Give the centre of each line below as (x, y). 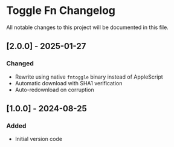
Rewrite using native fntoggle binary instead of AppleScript (89, 77)
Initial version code (38, 139)
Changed (20, 64)
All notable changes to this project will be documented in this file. (88, 27)
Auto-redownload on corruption (55, 90)
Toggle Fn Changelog (61, 11)
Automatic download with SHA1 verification (69, 83)
